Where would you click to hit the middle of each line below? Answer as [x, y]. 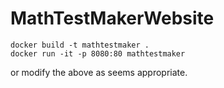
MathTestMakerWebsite [112, 18]
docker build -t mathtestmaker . [80, 45]
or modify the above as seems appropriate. [99, 72]
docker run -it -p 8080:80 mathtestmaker [98, 53]
